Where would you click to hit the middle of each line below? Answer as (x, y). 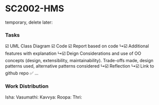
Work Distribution (27, 86)
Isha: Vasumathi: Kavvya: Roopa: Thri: (44, 97)
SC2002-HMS (35, 9)
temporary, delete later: (29, 22)
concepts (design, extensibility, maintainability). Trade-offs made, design (79, 61)
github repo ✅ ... (22, 73)
